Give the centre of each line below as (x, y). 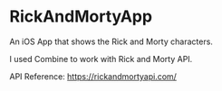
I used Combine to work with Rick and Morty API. (101, 59)
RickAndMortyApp (81, 17)
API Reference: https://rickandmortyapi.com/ (93, 76)
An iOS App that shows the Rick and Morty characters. (111, 41)
